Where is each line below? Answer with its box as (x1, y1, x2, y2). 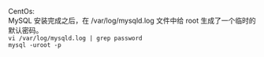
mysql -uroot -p (8, 41, 61, 49)
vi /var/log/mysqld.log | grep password (8, 34, 143, 42)
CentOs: (8, 7, 35, 16)
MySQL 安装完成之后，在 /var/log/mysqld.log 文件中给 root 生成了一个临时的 (8, 16, 256, 25)
